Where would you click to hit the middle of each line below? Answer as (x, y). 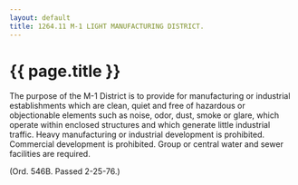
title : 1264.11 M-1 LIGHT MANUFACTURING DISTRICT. (107, 26)
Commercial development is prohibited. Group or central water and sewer (146, 144)
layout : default (40, 18)
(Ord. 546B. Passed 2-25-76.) (65, 171)
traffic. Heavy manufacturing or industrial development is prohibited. (137, 135)
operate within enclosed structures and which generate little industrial (140, 125)
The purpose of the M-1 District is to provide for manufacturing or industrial (150, 96)
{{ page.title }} (65, 71)
